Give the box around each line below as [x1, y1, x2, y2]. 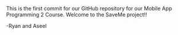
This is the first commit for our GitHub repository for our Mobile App [6, 5, 172, 12]
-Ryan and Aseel [6, 23, 47, 29]
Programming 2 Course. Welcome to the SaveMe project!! [6, 11, 147, 18]
